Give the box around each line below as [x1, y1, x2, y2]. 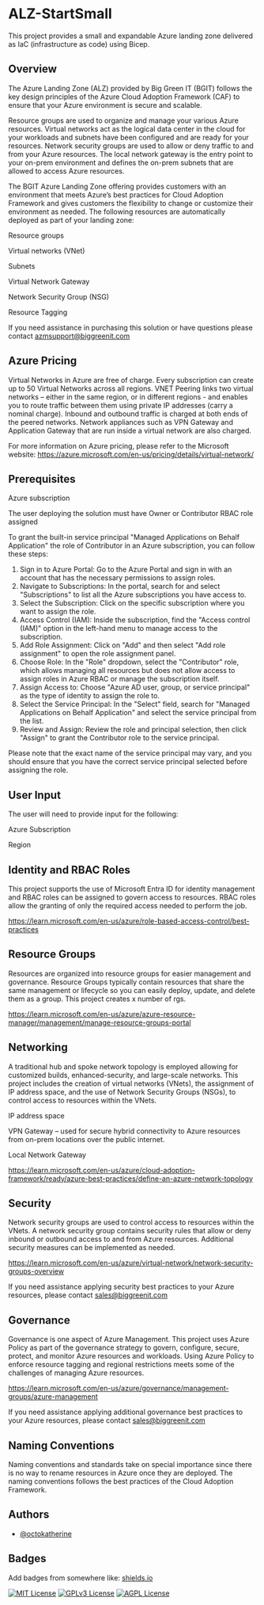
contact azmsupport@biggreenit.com [8, 331, 130, 341]
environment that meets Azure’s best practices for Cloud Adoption [8, 189, 224, 199]
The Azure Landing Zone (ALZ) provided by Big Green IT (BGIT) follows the [8, 83, 253, 93]
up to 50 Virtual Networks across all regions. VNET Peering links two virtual [8, 384, 255, 393]
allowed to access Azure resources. [8, 166, 125, 175]
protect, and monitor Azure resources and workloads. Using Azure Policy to [8, 1351, 255, 1361]
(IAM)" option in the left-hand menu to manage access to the [19, 624, 218, 633]
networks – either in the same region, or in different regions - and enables [8, 392, 248, 401]
